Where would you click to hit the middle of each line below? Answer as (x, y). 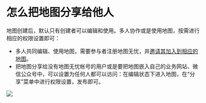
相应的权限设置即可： (33, 38)
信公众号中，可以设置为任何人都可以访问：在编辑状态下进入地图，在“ (102, 74)
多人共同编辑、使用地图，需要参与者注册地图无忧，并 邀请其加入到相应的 (106, 51)
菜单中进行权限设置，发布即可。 (63, 81)
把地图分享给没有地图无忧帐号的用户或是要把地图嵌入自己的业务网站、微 (106, 66)
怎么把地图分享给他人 (60, 12)
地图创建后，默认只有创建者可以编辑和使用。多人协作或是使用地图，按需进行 (103, 30)
